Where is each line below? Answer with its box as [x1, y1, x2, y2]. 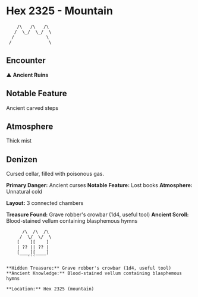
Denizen [6, 154, 37, 165]
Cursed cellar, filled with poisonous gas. [6, 170, 104, 178]
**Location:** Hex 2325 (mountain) [6, 286, 95, 292]
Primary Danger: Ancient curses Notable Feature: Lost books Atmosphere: [6, 182, 193, 189]
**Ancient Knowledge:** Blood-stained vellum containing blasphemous [6, 270, 183, 277]
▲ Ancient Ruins [6, 71, 49, 78]
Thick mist [6, 137, 32, 144]
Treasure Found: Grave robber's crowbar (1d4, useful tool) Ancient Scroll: [6, 211, 189, 218]
